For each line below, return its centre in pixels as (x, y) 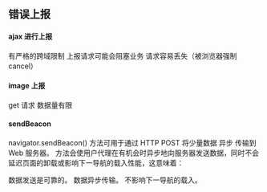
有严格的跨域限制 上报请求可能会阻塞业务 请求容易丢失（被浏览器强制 (123, 55)
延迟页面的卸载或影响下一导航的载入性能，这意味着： (96, 163)
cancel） (23, 66)
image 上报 (27, 86)
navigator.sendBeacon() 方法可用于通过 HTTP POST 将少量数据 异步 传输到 (132, 143)
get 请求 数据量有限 (40, 105)
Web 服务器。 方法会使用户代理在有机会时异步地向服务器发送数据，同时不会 (133, 153)
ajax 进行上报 (30, 36)
